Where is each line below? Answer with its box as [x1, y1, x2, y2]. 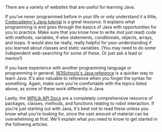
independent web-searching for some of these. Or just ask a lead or [5, 50, 142, 56]
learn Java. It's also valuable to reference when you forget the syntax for [5, 76, 152, 81]
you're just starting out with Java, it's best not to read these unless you [5, 106, 149, 111]
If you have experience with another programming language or [5, 65, 132, 71]
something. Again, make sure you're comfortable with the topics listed [5, 80, 147, 86]
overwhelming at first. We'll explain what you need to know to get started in [5, 116, 158, 122]
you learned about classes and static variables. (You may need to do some [5, 45, 156, 51]
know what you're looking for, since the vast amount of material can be [5, 111, 149, 117]
